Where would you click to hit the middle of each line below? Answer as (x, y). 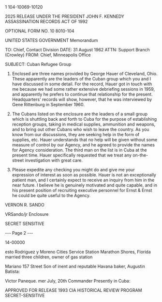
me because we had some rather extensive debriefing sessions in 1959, (83, 89)
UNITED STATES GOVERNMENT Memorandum (52, 40)
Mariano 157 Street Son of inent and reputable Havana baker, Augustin (75, 266)
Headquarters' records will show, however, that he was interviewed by (82, 99)
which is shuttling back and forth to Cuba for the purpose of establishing (84, 119)
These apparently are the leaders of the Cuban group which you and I (81, 79)
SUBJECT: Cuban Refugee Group (38, 64)
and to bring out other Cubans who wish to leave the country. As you (81, 129)
